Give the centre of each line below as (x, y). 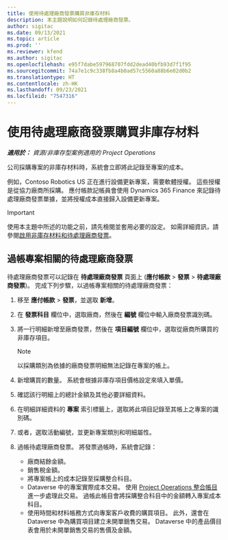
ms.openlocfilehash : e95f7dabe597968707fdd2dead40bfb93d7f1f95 (99, 64)
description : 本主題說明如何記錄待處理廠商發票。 (71, 20)
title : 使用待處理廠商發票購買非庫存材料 (59, 13)
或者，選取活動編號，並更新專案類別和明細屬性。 (86, 432)
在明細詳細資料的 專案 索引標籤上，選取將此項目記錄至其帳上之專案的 (115, 409)
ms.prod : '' (24, 45)
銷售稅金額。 (45, 469)
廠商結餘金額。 (48, 461)
